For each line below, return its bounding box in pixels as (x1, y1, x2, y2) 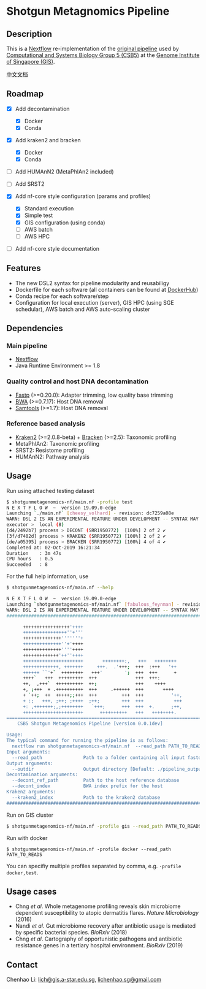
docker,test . (6, 869, 39, 876)
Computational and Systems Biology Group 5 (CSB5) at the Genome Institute (6, 52, 200, 59)
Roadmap (6, 89, 44, 99)
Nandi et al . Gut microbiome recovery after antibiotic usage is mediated (15, 922, 196, 930)
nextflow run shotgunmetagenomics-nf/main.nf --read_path (12, 743, 166, 749)
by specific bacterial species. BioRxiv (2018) (15, 929, 128, 936)
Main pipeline (6, 342, 48, 350)
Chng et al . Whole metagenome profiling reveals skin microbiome (15, 903, 181, 910)
